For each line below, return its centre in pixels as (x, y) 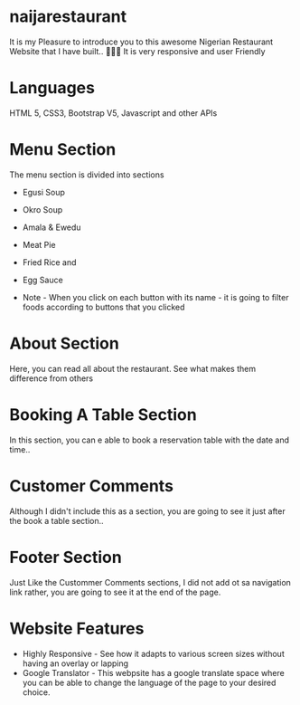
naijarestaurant (68, 17)
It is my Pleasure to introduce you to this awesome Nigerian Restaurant (141, 42)
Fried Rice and (49, 262)
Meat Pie (39, 244)
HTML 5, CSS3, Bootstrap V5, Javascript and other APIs (113, 113)
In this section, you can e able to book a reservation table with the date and (150, 440)
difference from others (51, 378)
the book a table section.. (56, 520)
